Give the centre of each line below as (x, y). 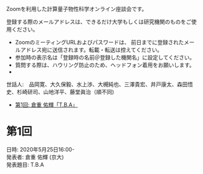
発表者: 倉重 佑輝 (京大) (35, 157)
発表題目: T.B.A (25, 164)
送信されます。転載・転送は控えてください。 (108, 50)
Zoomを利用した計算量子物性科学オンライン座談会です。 (77, 9)
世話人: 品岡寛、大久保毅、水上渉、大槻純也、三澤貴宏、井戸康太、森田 (97, 84)
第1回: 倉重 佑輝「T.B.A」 (46, 105)
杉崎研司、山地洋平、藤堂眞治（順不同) (66, 92)
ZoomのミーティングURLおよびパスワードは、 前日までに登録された (99, 42)
